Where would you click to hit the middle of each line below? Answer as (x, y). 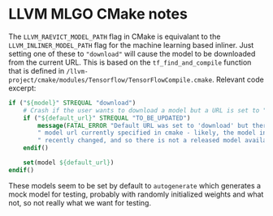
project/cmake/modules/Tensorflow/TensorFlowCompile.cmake (110, 80)
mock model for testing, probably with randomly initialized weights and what (136, 194)
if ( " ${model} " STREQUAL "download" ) (72, 103)
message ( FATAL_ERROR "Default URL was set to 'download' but (143, 125)
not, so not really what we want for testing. (80, 202)
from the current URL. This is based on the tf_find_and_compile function (130, 62)
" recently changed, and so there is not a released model (140, 141)
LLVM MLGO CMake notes (98, 14)
